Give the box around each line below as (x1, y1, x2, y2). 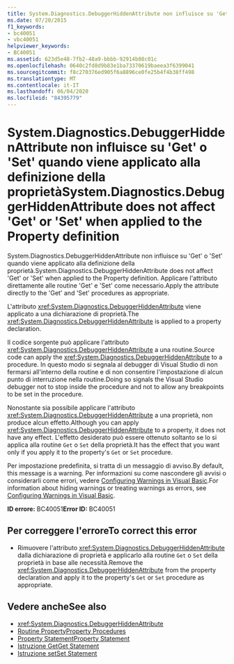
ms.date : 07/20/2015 (7, 17, 68, 24)
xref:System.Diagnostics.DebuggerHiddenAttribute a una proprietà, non (7, 411, 213, 419)
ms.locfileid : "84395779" (7, 95, 82, 102)
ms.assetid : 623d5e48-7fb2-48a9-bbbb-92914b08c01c (7, 56, 157, 63)
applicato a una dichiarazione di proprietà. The (7, 309, 139, 318)
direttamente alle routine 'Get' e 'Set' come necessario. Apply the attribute (7, 281, 219, 290)
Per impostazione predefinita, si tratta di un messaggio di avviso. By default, (7, 462, 224, 470)
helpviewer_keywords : (7, 43, 70, 50)
